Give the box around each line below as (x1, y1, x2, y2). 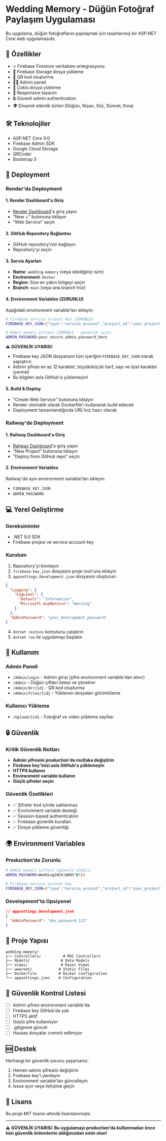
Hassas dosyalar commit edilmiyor (12, 1030, 83, 1036)
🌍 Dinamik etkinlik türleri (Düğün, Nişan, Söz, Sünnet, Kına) (12, 102, 134, 108)
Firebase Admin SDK (12, 140, 55, 146)
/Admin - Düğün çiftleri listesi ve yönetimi (12, 679, 96, 686)
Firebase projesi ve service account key (12, 539, 94, 545)
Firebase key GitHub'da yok (12, 1008, 69, 1014)
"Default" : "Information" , (18, 597, 74, 602)
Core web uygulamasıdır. (5, 36, 56, 42)
